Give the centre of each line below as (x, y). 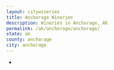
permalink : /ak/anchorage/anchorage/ (53, 28)
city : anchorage (26, 45)
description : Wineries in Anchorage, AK (57, 23)
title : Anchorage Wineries (40, 17)
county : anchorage (29, 39)
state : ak (19, 34)
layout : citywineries (33, 12)
